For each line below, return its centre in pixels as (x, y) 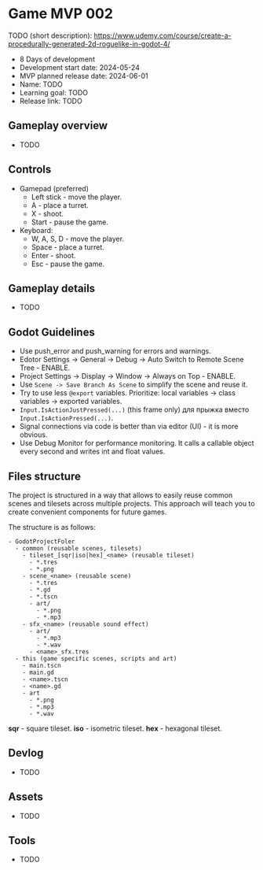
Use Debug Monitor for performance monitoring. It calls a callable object (137, 443)
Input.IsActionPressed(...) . (66, 418)
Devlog (26, 753)
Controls (30, 170)
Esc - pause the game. (68, 264)
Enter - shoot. (53, 255)
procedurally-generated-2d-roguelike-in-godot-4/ (89, 43)
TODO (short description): (50, 35)
